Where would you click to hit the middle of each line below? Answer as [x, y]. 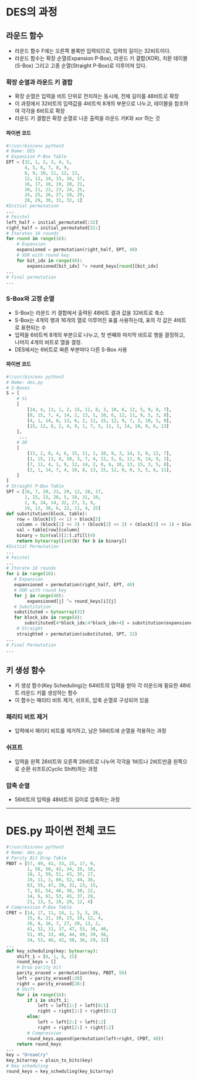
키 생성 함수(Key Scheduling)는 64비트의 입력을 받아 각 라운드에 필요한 [96, 686]
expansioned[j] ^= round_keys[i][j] [72, 601]
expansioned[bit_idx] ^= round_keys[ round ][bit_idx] [93, 266]
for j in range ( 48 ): [39, 596]
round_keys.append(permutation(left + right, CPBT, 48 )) [96, 1039]
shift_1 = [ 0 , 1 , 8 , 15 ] [47, 956]
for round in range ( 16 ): [36, 239]
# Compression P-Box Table [39, 907]
